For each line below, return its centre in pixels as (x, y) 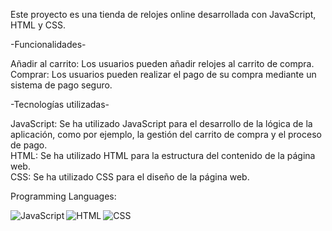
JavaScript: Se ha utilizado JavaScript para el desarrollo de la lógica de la (161, 123)
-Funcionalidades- (48, 44)
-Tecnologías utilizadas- (60, 104)
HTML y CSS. (38, 25)
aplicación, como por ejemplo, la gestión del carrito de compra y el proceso (166, 134)
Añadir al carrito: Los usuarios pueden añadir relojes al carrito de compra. (162, 63)
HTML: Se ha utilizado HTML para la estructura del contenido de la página (163, 155)
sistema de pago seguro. (61, 85)
